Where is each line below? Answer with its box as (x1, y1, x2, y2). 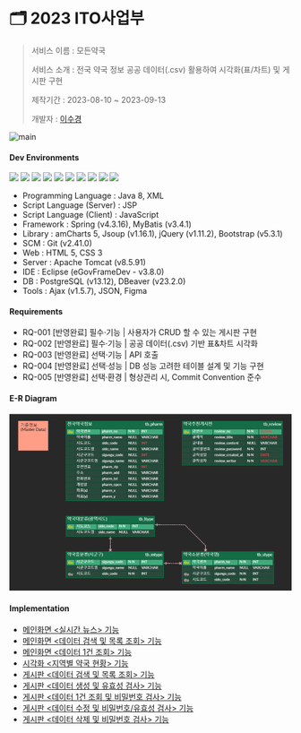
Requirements (9, 306, 64, 316)
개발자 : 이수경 (30, 113, 82, 124)
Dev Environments (9, 151, 80, 162)
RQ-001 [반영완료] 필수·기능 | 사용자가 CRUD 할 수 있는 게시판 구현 (21, 327, 257, 338)
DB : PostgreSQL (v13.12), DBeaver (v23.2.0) (21, 276, 186, 287)
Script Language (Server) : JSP (21, 200, 137, 211)
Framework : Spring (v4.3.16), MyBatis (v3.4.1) (21, 219, 193, 229)
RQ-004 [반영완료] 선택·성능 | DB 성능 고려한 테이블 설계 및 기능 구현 (21, 360, 264, 372)
